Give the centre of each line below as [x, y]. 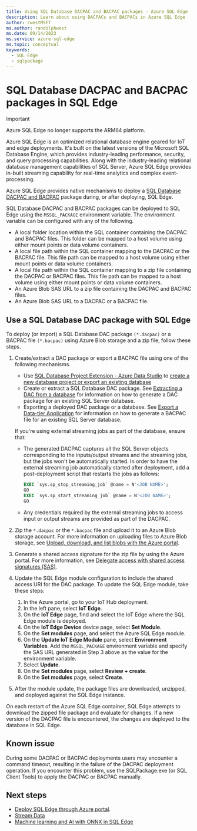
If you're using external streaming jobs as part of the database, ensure [100, 431]
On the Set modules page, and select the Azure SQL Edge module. [104, 633]
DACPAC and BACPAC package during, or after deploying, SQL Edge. [90, 197]
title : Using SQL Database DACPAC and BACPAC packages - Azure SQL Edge [97, 12]
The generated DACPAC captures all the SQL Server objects [96, 449]
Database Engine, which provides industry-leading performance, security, [96, 155]
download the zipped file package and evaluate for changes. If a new [90, 712]
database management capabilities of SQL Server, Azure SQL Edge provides [98, 167]
